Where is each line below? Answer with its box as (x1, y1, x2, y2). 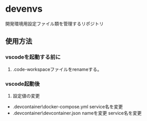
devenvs (5, 3, 43, 15)
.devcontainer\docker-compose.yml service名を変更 (12, 103, 123, 110)
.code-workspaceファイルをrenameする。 (12, 66, 102, 72)
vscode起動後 (5, 80, 40, 87)
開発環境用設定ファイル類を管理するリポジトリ (5, 20, 104, 27)
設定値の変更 (12, 92, 40, 99)
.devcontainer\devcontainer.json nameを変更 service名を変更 (12, 110, 142, 116)
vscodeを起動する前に (5, 54, 61, 61)
